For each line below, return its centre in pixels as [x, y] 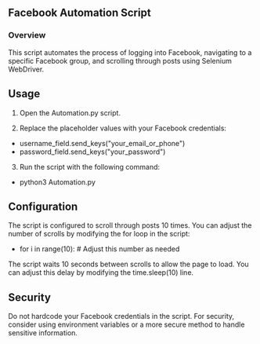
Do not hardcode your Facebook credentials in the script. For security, [121, 317]
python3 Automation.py [58, 182]
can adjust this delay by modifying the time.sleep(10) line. [101, 273]
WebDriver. [26, 69]
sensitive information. [43, 333]
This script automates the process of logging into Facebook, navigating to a [130, 52]
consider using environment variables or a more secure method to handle [126, 324]
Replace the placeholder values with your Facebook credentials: [123, 128]
